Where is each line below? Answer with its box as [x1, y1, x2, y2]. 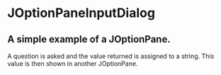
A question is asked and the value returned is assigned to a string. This [7, 52, 215, 60]
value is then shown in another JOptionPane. [7, 59, 138, 68]
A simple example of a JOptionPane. [7, 33, 171, 45]
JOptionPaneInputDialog [7, 5, 156, 21]
